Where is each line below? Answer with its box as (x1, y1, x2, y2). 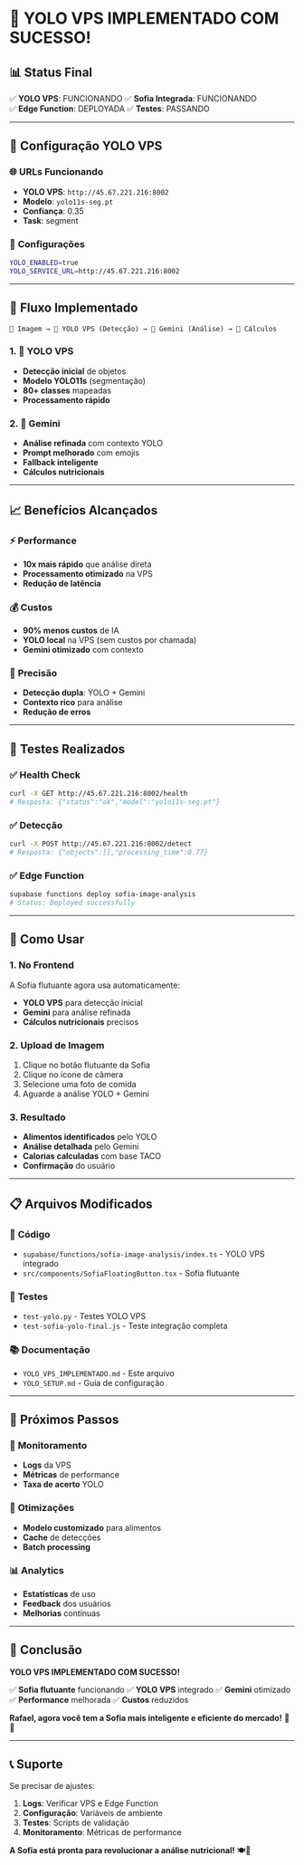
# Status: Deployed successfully (9, 898, 136, 908)
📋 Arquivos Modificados (9, 1196, 153, 1211)
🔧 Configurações (9, 237, 86, 250)
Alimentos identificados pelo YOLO (22, 1132, 157, 1143)
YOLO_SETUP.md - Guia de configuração (22, 1377, 165, 1388)
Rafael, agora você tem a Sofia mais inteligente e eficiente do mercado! (9, 1712, 282, 1723)
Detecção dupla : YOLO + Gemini (22, 687, 146, 698)
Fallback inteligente (22, 457, 99, 468)
